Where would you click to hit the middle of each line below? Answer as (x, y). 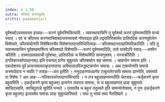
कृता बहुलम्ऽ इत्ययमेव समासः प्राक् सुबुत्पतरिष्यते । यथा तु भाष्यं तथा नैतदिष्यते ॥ (66, 94)
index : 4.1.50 (20, 10)
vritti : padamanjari (26, 19)
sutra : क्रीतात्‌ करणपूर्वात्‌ (25, 14)
